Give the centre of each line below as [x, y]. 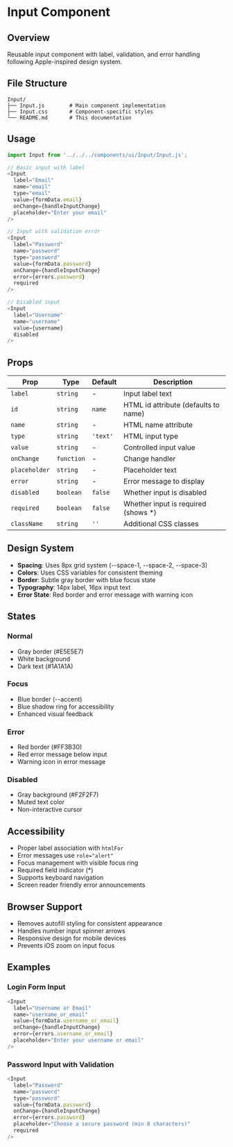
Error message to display [164, 482]
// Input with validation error [54, 232]
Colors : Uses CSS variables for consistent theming [90, 572]
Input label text [148, 394]
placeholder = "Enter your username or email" [79, 1040]
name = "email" [32, 187]
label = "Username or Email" [52, 1008]
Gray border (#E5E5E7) [50, 651]
